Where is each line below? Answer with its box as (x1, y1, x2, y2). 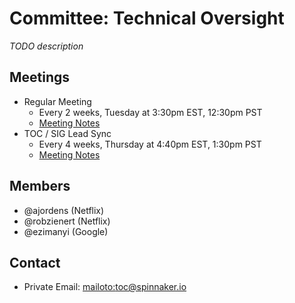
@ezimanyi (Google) (23, 225, 109, 237)
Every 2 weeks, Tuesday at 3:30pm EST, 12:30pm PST (38, 106, 263, 118)
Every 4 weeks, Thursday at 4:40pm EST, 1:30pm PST (38, 138, 262, 150)
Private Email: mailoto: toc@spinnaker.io (23, 281, 187, 293)
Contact (9, 254, 61, 271)
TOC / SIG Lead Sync (23, 127, 112, 139)
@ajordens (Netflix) (23, 204, 105, 216)
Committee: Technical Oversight (9, 7, 285, 30)
